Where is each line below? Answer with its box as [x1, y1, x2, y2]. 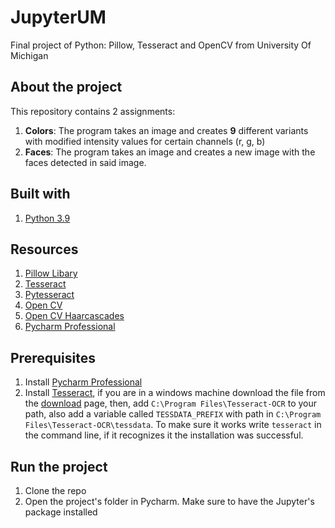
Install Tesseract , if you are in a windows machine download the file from [24, 387, 326, 399]
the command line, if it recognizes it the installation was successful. [24, 429, 304, 441]
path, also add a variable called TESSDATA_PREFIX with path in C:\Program [24, 408, 322, 420]
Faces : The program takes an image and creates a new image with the [24, 146, 316, 158]
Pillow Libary [24, 267, 78, 280]
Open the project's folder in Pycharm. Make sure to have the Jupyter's [24, 496, 315, 507]
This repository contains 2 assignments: [10, 105, 176, 117]
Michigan [10, 49, 49, 61]
